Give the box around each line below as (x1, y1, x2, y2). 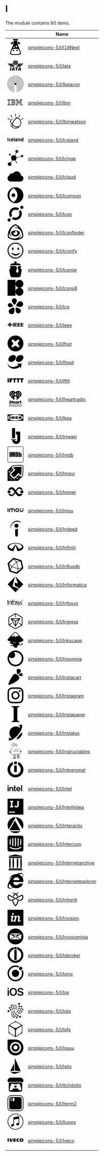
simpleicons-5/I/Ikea (27, 415, 72, 421)
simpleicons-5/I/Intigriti (27, 897, 78, 903)
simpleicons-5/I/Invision (27, 915, 80, 921)
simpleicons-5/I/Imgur (27, 470, 75, 476)
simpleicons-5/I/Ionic (27, 971, 74, 977)
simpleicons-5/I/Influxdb (27, 563, 80, 569)
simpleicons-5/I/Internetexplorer (27, 878, 96, 884)
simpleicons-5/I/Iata (27, 63, 71, 69)
